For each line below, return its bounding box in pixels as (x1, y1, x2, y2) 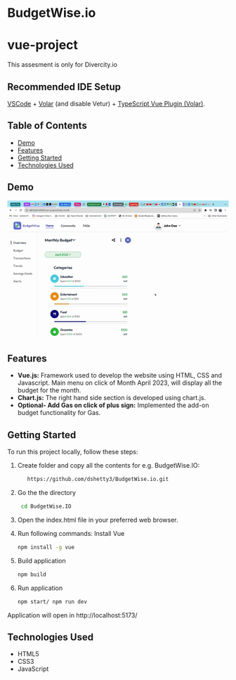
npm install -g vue (17, 544, 75, 551)
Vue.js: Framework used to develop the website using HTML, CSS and (17, 371, 223, 380)
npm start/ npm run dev (17, 598, 88, 605)
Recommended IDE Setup (7, 81, 122, 93)
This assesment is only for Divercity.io (7, 60, 118, 69)
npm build (17, 571, 47, 578)
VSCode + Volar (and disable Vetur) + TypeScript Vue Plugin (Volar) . (7, 99, 206, 108)
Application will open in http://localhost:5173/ (7, 610, 138, 620)
